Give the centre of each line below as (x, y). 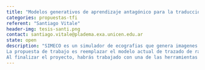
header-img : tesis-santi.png (43, 29)
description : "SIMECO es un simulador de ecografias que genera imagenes (102, 46)
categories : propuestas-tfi (42, 18)
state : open (21, 40)
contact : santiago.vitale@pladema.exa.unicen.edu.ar (75, 35)
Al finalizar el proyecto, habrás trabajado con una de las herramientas (102, 57)
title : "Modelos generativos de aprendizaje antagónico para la (90, 12)
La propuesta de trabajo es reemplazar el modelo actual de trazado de (99, 52)
